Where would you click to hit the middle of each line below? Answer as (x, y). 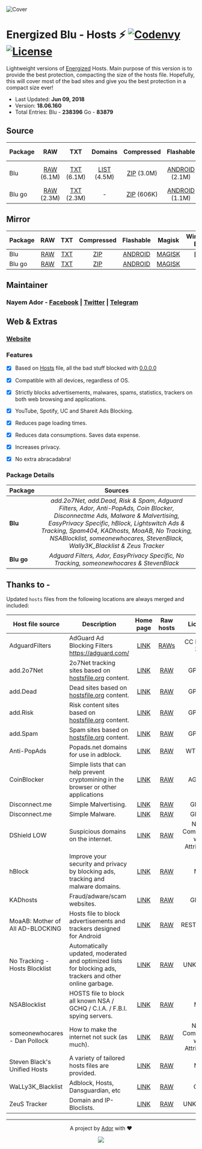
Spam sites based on (99, 730)
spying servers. (91, 1016)
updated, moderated (98, 953)
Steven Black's (30, 1062)
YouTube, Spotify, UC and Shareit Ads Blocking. (74, 411)
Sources (117, 491)
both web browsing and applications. (61, 399)
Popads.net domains (98, 747)
